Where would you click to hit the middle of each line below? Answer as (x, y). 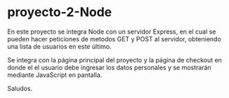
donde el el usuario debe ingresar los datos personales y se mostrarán (110, 67)
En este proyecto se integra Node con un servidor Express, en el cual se (112, 31)
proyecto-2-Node (60, 12)
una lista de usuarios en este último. (59, 46)
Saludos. (20, 88)
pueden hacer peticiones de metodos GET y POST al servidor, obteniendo (114, 38)
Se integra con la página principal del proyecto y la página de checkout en (115, 59)
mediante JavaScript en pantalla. (55, 75)
